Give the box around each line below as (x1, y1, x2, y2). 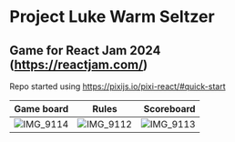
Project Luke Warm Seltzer (9, 6, 216, 27)
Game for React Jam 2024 (9, 43, 161, 58)
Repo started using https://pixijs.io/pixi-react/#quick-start (9, 81, 226, 92)
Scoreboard (143, 103, 196, 115)
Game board (14, 103, 69, 115)
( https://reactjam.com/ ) (9, 56, 148, 72)
